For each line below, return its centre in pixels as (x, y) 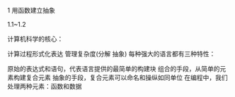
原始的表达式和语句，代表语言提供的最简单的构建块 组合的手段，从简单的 (114, 69)
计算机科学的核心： (35, 39)
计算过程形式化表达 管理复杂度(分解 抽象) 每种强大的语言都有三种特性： (111, 54)
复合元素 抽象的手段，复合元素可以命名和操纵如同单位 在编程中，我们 (127, 77)
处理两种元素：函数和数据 (45, 86)
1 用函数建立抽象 (31, 10)
